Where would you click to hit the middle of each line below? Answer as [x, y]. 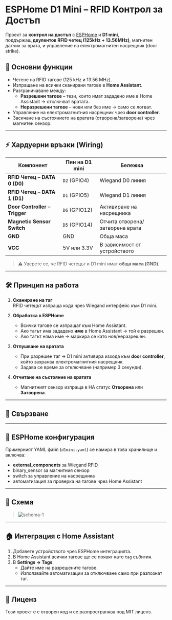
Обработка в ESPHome [38, 316]
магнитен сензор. [32, 123]
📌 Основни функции [39, 67]
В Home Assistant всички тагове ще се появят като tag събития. [82, 557]
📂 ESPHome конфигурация [50, 437]
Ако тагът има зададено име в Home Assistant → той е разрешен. [92, 331]
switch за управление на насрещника [54, 476]
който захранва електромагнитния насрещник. [72, 362]
